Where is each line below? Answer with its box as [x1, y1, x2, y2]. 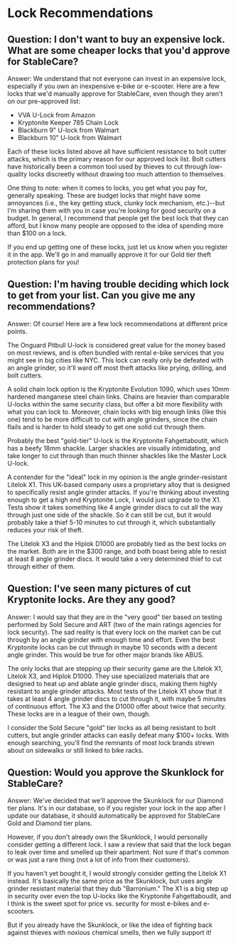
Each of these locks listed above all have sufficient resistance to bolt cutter [7, 147, 227, 156]
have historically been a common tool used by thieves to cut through [7, 162, 208, 171]
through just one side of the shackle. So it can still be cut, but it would [7, 510, 212, 519]
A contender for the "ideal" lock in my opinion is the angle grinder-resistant [7, 473, 227, 481]
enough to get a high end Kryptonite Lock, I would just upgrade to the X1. [7, 495, 222, 504]
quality [7, 170, 28, 178]
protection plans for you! [7, 258, 80, 266]
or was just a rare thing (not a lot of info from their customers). [7, 855, 190, 864]
